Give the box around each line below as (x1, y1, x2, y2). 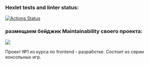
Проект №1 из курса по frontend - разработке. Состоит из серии (5, 48, 144, 54)
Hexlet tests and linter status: (5, 4, 79, 11)
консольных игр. (5, 54, 41, 60)
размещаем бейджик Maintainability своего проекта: (5, 28, 143, 35)
